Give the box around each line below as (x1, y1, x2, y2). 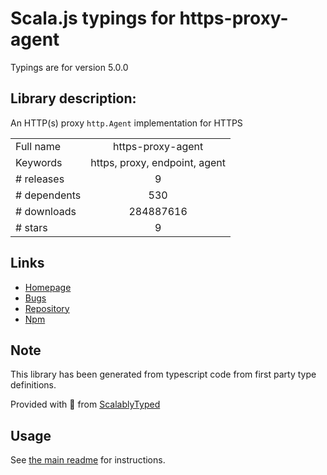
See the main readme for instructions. (10, 454, 166, 466)
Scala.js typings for (10, 7, 176, 30)
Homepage (24, 281, 72, 293)
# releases (15, 172, 65, 186)
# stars (15, 220, 48, 234)
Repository (24, 302, 70, 314)
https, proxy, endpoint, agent (90, 155, 227, 169)
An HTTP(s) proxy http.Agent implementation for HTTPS (10, 117, 243, 129)
